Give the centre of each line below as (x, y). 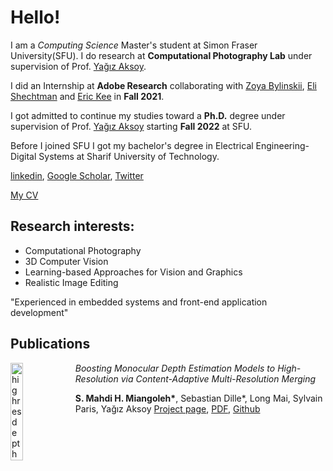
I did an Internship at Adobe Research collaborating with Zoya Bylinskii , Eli (163, 85)
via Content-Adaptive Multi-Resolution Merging (218, 378)
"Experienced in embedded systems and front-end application (139, 302)
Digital (23, 156)
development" (39, 312)
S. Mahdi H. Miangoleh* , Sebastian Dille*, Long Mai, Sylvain (198, 398)
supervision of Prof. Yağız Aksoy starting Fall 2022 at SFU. (131, 126)
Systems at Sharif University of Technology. (129, 156)
